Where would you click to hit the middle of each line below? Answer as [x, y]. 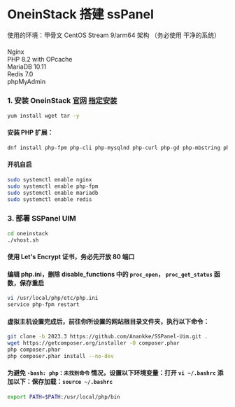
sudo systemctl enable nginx [50, 179]
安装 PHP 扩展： [30, 132]
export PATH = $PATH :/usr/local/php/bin [64, 396]
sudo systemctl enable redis [50, 199]
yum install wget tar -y [43, 116]
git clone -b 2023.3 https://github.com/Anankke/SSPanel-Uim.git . [108, 337]
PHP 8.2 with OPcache [40, 59]
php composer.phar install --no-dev [60, 356]
